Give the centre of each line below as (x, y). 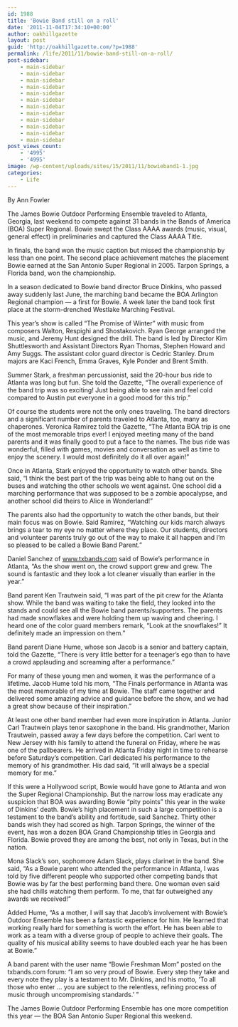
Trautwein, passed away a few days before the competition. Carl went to (114, 735)
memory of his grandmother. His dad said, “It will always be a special (108, 765)
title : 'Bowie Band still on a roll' (63, 21)
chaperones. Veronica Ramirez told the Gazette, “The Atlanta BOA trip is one (119, 426)
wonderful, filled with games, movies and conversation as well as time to (114, 449)
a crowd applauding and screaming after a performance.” (91, 662)
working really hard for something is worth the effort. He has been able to (115, 927)
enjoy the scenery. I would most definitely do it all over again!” (98, 457)
